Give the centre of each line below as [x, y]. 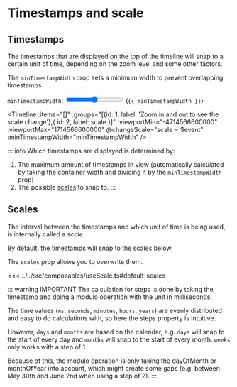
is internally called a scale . [46, 234]
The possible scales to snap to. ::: [67, 187]
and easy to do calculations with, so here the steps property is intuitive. [112, 318]
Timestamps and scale [76, 13]
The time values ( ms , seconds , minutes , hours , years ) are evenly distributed [115, 310]
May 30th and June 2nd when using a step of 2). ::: [82, 376]
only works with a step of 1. [47, 347]
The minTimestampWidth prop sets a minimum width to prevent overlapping [115, 77]
